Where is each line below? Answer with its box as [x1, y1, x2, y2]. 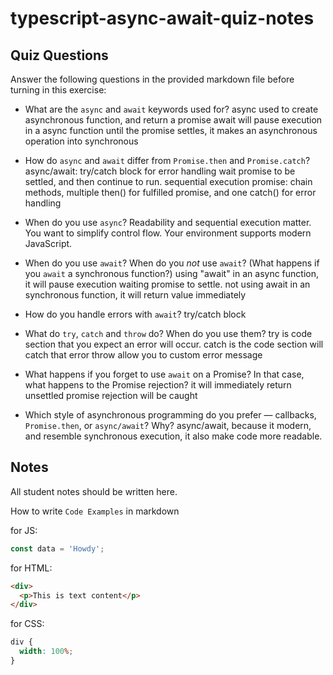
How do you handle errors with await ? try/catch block [24, 308, 247, 320]
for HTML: [10, 562, 53, 574]
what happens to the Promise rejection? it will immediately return [24, 379, 292, 391]
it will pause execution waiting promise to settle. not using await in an [24, 278, 311, 290]
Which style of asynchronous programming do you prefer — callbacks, [24, 409, 317, 421]
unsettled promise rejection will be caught [24, 390, 198, 401]
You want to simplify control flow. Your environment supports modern [24, 227, 312, 239]
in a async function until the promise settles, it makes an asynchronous [24, 125, 318, 136]
